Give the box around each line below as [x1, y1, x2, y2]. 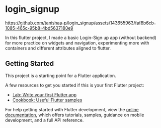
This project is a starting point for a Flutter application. [5, 73, 116, 79]
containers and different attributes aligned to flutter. [5, 45, 111, 51]
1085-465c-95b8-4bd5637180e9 [5, 25, 74, 31]
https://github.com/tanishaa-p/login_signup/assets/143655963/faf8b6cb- [5, 20, 156, 26]
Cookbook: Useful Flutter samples [12, 97, 82, 103]
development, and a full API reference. [5, 117, 84, 123]
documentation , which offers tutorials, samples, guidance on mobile [5, 112, 144, 118]
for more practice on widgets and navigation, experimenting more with [5, 40, 150, 45]
